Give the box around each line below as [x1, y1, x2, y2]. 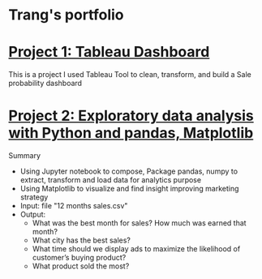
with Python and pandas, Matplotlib [8, 124, 254, 143]
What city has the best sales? [32, 235, 131, 245]
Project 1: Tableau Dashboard [8, 43, 210, 62]
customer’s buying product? [32, 253, 127, 263]
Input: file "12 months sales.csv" [19, 201, 128, 211]
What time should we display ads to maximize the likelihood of [32, 244, 241, 254]
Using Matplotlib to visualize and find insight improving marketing [19, 184, 239, 194]
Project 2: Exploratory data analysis [8, 107, 254, 125]
